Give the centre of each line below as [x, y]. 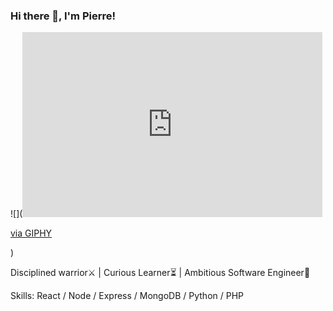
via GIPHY [31, 233]
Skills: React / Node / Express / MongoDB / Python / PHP [127, 296]
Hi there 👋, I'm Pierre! [63, 16]
